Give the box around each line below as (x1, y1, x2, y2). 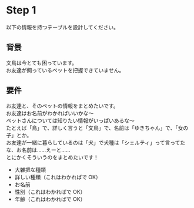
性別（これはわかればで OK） (14, 188, 86, 195)
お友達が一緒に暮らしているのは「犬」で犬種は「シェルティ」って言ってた (6, 139, 186, 146)
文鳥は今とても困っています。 (6, 59, 78, 66)
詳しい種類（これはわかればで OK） (14, 173, 101, 180)
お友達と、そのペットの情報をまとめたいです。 (6, 102, 119, 109)
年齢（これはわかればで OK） (14, 195, 86, 203)
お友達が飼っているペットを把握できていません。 (6, 66, 125, 73)
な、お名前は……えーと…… (6, 146, 71, 153)
